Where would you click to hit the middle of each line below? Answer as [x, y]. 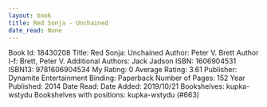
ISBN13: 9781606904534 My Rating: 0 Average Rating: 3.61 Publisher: [123, 70]
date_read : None [35, 30]
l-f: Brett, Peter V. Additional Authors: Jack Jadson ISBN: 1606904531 [122, 61]
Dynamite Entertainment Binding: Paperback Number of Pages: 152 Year [127, 78]
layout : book [30, 15]
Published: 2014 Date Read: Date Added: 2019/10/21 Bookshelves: [116, 86]
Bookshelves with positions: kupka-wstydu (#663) [117, 95]
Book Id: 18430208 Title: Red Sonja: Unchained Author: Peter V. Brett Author [133, 53]
